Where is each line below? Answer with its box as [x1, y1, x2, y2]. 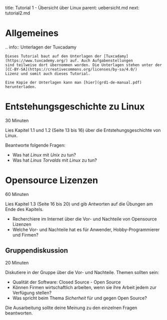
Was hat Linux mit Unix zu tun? [12, 151, 76, 157]
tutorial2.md [5, 10, 30, 16]
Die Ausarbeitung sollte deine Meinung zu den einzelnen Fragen [5, 304, 137, 310]
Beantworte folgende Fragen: [5, 142, 66, 148]
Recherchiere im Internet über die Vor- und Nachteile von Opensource [12, 215, 157, 222]
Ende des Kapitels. [5, 206, 44, 212]
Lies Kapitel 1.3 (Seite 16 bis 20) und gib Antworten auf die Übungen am [5, 200, 153, 207]
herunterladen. [5, 84, 37, 89]
